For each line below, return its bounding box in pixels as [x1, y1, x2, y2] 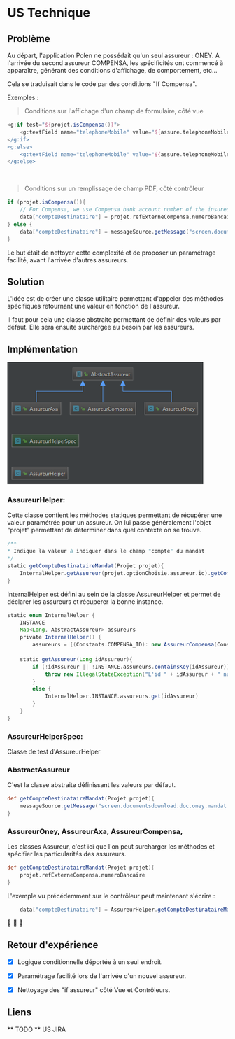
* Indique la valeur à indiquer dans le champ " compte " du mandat [7, 548, 205, 555]
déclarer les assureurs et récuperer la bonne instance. [7, 597, 164, 606]
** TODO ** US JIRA [7, 1025, 66, 1033]
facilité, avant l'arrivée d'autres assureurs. [7, 255, 129, 264]
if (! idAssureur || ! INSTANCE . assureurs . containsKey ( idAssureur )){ [32, 663, 233, 670]
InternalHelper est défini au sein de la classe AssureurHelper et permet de [7, 590, 221, 598]
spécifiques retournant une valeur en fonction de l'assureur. [7, 302, 180, 311]
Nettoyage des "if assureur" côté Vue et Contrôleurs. [17, 985, 171, 994]
